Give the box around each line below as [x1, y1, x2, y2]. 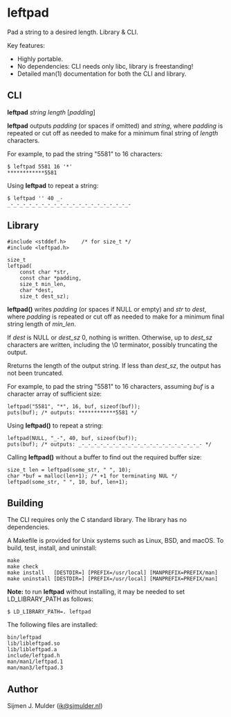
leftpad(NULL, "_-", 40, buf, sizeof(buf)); [7, 435, 138, 441]
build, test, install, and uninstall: [7, 543, 97, 552]
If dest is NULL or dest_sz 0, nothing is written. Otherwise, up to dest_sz [7, 333, 213, 341]
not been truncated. [7, 369, 64, 377]
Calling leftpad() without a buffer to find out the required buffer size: [7, 453, 202, 461]
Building [7, 497, 44, 509]
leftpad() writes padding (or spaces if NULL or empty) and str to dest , [7, 305, 207, 313]
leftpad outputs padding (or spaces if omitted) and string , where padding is [7, 121, 223, 130]
